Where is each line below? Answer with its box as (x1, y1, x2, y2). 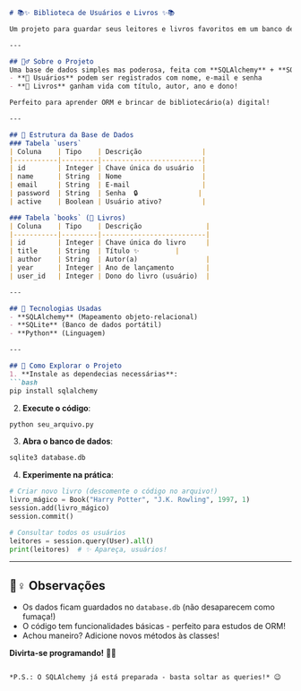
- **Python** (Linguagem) (9, 329, 106, 338)
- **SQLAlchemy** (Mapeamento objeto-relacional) (9, 312, 199, 322)
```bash (9, 377, 39, 387)
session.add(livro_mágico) (9, 504, 110, 513)
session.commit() (9, 512, 74, 521)
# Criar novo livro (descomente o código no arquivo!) (9, 487, 219, 497)
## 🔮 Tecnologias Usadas (9, 304, 102, 313)
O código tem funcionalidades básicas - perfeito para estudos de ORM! (21, 621, 287, 632)
